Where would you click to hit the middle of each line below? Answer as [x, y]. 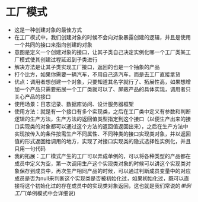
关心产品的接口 [32, 96]
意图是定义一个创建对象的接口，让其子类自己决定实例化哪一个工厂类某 [100, 52]
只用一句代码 [30, 149]
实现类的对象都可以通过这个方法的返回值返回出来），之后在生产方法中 [104, 126]
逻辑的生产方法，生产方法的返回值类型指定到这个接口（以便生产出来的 [100, 119]
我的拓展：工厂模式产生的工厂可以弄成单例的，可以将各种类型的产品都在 [102, 156]
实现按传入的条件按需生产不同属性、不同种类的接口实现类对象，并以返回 [102, 134]
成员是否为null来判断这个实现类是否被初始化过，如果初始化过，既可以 [99, 178]
